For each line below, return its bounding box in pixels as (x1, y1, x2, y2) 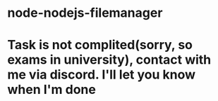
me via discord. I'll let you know (7, 67, 196, 83)
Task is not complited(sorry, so (7, 37, 193, 53)
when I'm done (7, 82, 97, 97)
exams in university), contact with (7, 52, 212, 68)
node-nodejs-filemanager (7, 5, 163, 21)
